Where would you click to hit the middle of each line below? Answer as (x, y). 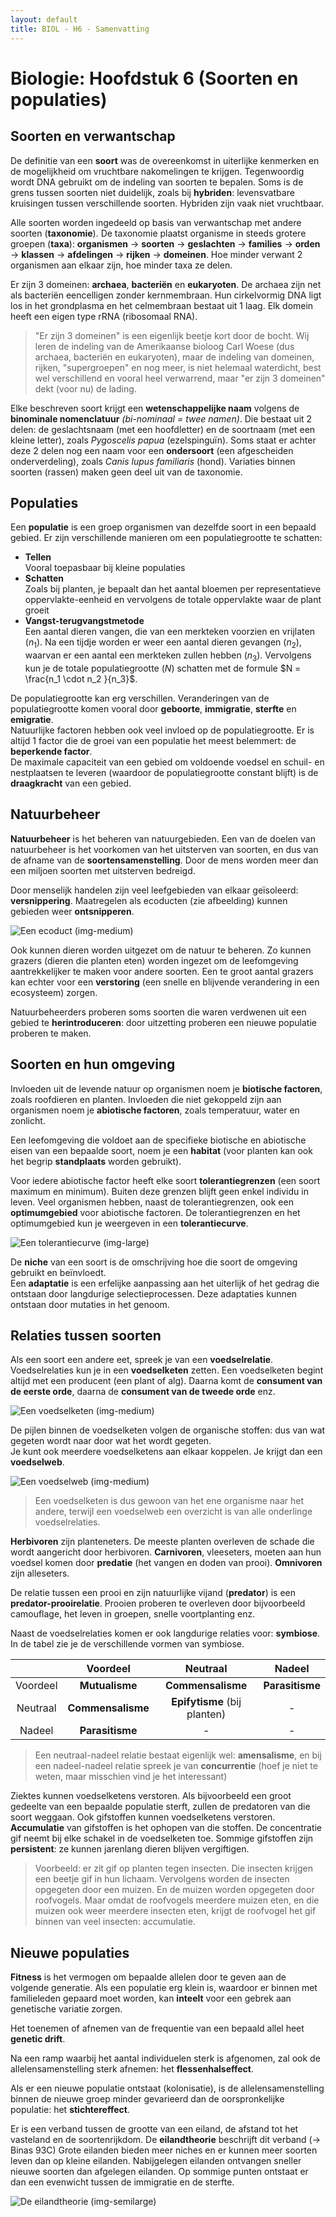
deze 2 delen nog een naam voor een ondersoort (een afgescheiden (152, 450)
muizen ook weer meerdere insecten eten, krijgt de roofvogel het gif (175, 1911)
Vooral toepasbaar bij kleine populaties (105, 568)
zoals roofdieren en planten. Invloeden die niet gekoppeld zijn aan (146, 1099)
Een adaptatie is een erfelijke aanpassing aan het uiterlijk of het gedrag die (165, 1283)
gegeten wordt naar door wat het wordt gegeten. (111, 1441)
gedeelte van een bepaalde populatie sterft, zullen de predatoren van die (160, 1807)
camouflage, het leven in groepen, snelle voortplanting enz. (133, 1614)
